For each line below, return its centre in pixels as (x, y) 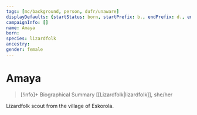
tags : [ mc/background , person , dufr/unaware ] (62, 11)
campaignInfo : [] (27, 22)
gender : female (25, 50)
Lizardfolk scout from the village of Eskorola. (60, 106)
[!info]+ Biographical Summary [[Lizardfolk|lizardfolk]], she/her (96, 95)
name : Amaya (21, 28)
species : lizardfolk (31, 39)
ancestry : (18, 44)
